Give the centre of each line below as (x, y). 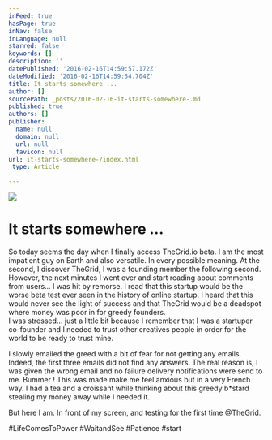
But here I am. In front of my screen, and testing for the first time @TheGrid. (135, 413)
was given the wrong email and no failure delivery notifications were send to (136, 371)
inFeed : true (30, 16)
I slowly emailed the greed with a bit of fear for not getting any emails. (125, 354)
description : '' (36, 62)
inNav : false (30, 31)
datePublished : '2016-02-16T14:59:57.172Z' (83, 69)
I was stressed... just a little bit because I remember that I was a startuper (131, 321)
